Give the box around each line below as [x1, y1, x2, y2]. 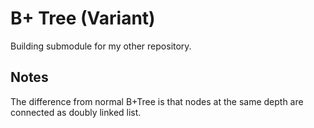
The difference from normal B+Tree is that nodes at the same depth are [10, 95, 304, 107]
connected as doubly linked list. [10, 106, 142, 118]
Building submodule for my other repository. [10, 40, 192, 52]
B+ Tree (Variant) [10, 7, 156, 30]
